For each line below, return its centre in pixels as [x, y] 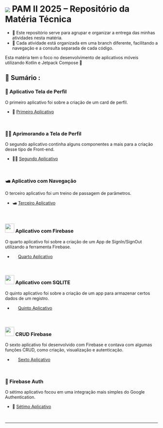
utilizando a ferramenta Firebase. [38, 247]
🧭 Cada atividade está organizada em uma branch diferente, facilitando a [85, 43]
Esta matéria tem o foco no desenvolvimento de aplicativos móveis [72, 57]
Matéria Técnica [38, 19]
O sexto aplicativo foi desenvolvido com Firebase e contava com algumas [79, 345]
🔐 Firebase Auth [24, 381]
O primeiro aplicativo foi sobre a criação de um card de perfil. [66, 102]
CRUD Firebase [33, 334]
